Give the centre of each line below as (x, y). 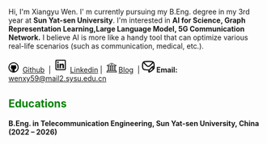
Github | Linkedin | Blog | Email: (100, 70)
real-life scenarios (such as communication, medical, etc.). (106, 46)
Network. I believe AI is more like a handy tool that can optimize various (128, 37)
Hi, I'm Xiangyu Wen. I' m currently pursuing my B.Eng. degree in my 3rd (129, 12)
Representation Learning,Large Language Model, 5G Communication (127, 29)
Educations (38, 104)
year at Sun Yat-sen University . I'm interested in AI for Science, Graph (127, 20)
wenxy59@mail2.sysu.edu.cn (57, 78)
